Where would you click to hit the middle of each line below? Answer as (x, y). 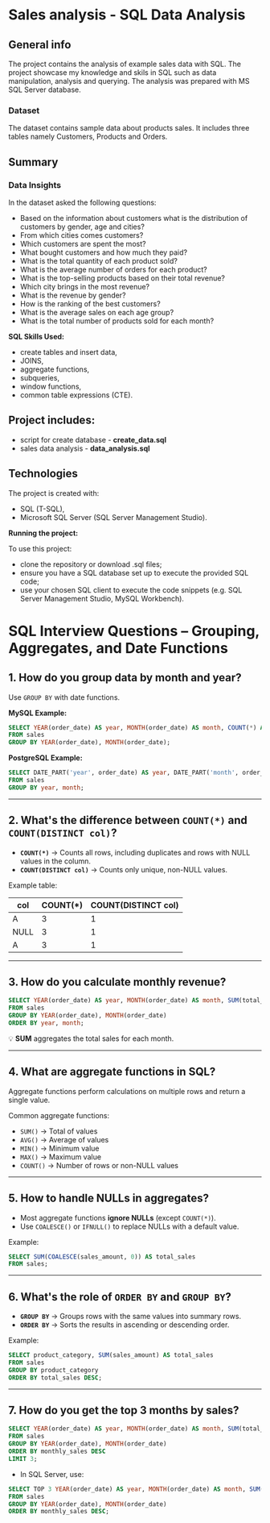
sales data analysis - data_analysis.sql (85, 448)
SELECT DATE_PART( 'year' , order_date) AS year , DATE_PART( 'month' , (124, 773)
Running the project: (43, 533)
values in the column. (55, 861)
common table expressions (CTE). (76, 395)
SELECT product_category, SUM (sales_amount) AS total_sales (111, 1355)
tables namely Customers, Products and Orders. (88, 137)
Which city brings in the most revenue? (85, 286)
